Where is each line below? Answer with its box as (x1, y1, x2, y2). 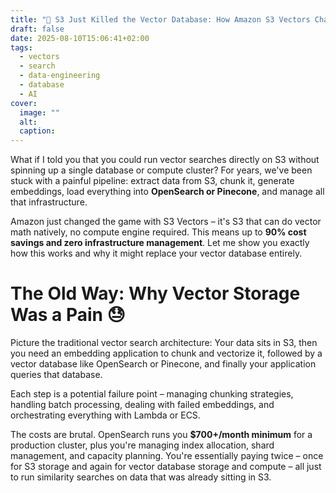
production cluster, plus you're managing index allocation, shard (10, 439, 275, 451)
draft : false (10, 24, 65, 34)
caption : (19, 126, 56, 136)
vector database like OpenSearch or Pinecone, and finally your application (10, 358, 317, 370)
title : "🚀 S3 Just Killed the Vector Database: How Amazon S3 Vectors (10, 14, 311, 25)
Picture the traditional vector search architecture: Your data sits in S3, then (10, 337, 318, 349)
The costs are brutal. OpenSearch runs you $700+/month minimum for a (10, 429, 313, 441)
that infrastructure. (10, 196, 88, 208)
